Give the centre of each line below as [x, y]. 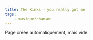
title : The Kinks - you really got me [45, 10]
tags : [11, 14]
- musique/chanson [33, 19]
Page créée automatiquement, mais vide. [47, 33]
